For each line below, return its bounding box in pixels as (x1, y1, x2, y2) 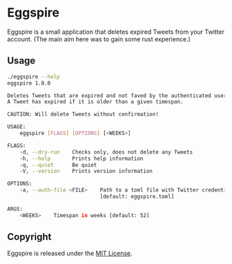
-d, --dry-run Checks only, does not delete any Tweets (19, 148, 193, 156)
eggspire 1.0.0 (7, 79, 51, 87)
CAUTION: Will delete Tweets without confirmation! (7, 111, 159, 118)
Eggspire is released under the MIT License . (7, 250, 133, 258)
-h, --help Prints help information (19, 155, 144, 162)
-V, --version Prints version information (19, 167, 153, 175)
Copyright (7, 231, 52, 243)
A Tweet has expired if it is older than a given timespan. (7, 99, 184, 105)
